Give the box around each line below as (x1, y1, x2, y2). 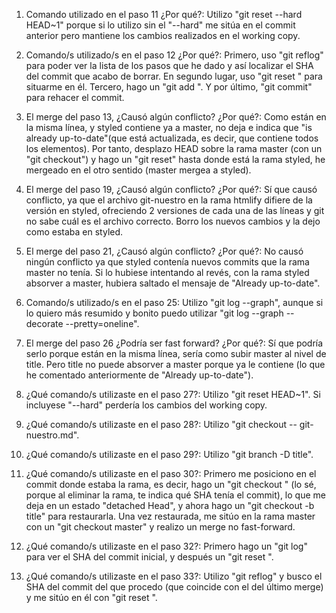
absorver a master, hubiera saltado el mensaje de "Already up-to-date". (25, 277, 321, 289)
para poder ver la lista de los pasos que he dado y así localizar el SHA (25, 60, 314, 71)
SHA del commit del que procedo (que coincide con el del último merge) (25, 581, 324, 593)
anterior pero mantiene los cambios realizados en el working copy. (25, 30, 301, 41)
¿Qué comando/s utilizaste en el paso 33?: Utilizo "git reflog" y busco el (25, 570, 323, 582)
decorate (25, 318, 64, 329)
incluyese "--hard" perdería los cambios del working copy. (25, 399, 268, 411)
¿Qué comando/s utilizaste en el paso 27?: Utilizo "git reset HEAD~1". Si (25, 389, 321, 400)
